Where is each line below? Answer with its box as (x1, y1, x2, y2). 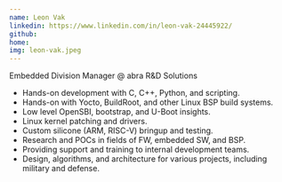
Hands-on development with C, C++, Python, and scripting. (21, 88, 240, 99)
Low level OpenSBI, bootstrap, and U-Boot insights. (21, 107, 211, 117)
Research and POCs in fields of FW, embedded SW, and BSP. (21, 135, 246, 146)
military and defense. (21, 163, 101, 174)
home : (9, 37, 29, 47)
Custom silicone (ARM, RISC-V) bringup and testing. (21, 125, 214, 136)
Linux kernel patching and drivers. (21, 116, 148, 127)
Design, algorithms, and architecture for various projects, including (21, 154, 268, 164)
